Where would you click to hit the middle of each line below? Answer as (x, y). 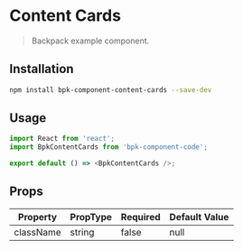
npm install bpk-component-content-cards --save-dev (111, 90)
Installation (42, 69)
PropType (91, 217)
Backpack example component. (90, 41)
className (37, 232)
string (82, 232)
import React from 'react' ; (62, 139)
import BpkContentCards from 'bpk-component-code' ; (108, 147)
